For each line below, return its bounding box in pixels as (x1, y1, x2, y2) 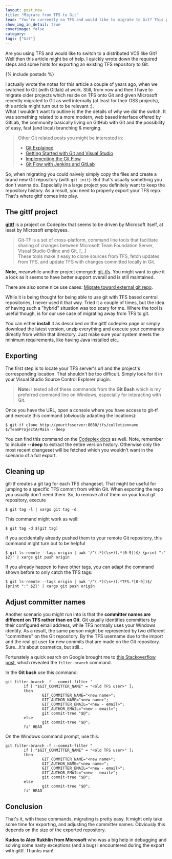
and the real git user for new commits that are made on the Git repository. (5, 639, 160, 645)
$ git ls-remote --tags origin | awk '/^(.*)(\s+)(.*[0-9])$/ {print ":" (5, 550, 166, 555)
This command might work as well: (5, 516, 79, 522)
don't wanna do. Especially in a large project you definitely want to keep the (5, 182, 165, 188)
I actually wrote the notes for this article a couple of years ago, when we (5, 81, 158, 87)
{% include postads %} (5, 71, 55, 77)
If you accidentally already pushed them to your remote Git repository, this (5, 535, 162, 541)
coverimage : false (5, 27, 45, 32)
